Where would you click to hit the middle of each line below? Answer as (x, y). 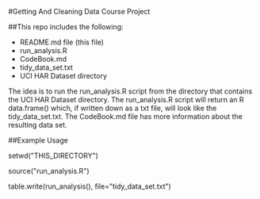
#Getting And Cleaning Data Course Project (79, 11)
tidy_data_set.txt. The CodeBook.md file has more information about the (126, 117)
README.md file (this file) (62, 42)
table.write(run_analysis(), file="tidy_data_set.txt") (90, 186)
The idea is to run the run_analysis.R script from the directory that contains (130, 91)
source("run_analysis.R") (49, 171)
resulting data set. (38, 125)
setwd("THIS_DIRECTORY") (54, 155)
